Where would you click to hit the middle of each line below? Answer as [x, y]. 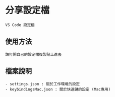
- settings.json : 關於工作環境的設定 [42, 84]
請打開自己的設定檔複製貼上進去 [34, 54]
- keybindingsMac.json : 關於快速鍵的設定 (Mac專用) [58, 89]
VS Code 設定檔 [20, 25]
